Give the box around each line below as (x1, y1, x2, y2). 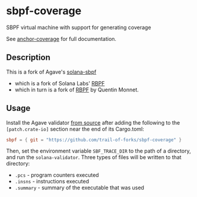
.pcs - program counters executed (14, 171, 99, 179)
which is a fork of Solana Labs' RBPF (14, 80, 105, 87)
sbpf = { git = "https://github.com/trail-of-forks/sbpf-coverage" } (6, 136, 182, 143)
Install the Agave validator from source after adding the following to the (6, 119, 180, 126)
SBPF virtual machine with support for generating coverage (6, 24, 151, 31)
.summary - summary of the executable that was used (14, 184, 144, 191)
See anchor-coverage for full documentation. (6, 35, 117, 42)
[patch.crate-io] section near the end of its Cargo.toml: (6, 125, 144, 132)
